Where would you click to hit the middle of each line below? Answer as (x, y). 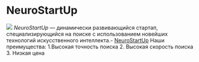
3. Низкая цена (26, 53)
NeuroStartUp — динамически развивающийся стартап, (86, 27)
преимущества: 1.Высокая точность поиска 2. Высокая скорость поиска (100, 46)
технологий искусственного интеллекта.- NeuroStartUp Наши (85, 40)
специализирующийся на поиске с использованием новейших (87, 34)
